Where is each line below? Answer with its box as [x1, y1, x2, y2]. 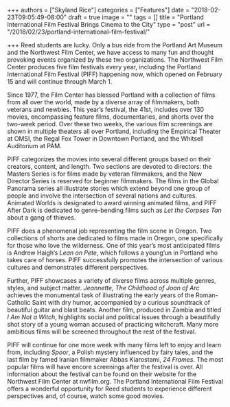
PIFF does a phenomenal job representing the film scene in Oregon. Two [7, 226, 212, 235]
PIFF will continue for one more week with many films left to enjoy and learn [7, 341, 222, 349]
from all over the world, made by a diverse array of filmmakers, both [7, 98, 200, 106]
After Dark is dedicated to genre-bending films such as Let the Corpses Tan [7, 206, 222, 214]
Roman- [195, 291, 218, 299]
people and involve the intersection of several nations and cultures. [7, 191, 198, 200]
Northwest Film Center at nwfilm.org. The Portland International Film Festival [7, 377, 224, 385]
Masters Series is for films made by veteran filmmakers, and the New [7, 170, 203, 178]
